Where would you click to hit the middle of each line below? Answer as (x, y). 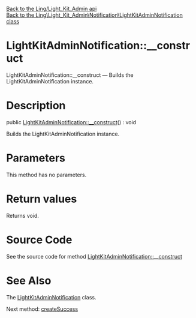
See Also (29, 280)
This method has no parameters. (46, 175)
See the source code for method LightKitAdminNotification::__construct (94, 256)
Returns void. (22, 215)
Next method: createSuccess (42, 309)
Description (36, 106)
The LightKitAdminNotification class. (52, 297)
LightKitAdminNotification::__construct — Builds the (70, 75)
